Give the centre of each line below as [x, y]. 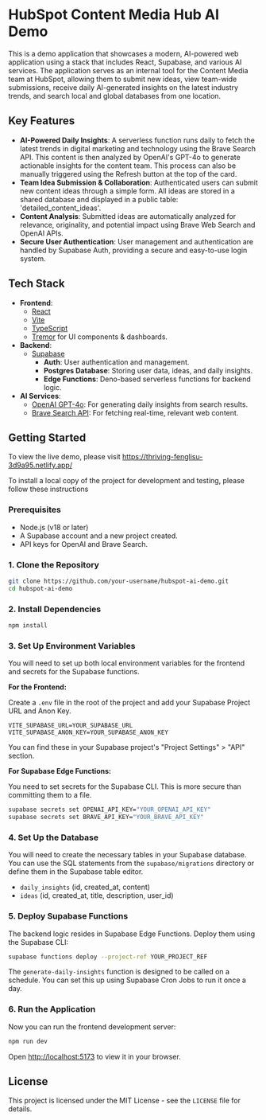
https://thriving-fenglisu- [162, 457]
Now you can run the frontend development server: [92, 1026]
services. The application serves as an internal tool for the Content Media [128, 70]
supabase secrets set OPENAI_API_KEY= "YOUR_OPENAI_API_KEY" [110, 810]
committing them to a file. [50, 795]
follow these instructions [48, 489]
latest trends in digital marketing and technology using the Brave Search [138, 148]
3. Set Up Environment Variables [72, 646]
